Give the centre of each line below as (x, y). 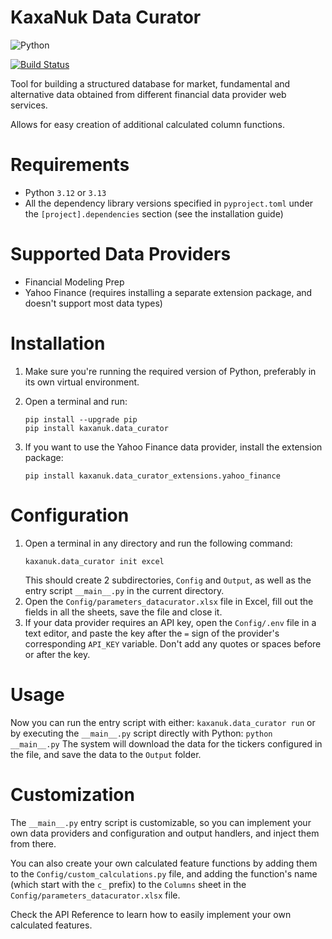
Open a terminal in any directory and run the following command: (158, 543)
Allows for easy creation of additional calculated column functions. (147, 124)
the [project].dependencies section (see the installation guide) (154, 213)
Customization (72, 794)
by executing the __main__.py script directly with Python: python (141, 733)
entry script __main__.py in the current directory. (124, 590)
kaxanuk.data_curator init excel (94, 561)
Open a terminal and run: (76, 401)
